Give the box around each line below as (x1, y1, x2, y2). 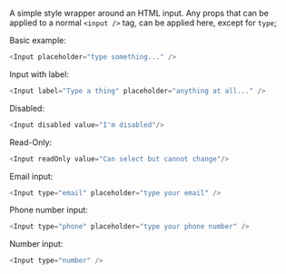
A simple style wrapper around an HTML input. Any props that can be (9, 8, 270, 18)
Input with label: (9, 68, 70, 80)
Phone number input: (9, 204, 88, 216)
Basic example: (9, 35, 66, 45)
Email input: (9, 171, 54, 181)
